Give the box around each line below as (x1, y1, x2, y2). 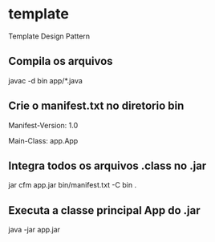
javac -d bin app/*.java (8, 75, 83, 85)
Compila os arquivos (8, 54, 114, 68)
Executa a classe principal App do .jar (8, 204, 201, 217)
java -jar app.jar (8, 225, 61, 235)
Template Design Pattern (8, 31, 91, 41)
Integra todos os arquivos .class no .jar (8, 159, 207, 172)
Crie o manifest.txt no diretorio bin (8, 99, 185, 113)
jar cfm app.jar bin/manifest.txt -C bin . (8, 180, 137, 190)
